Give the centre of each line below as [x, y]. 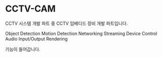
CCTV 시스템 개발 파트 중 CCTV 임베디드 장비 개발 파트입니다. [67, 23]
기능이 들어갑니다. [23, 49]
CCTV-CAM [31, 9]
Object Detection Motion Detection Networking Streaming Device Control [81, 33]
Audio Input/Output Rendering [37, 39]
